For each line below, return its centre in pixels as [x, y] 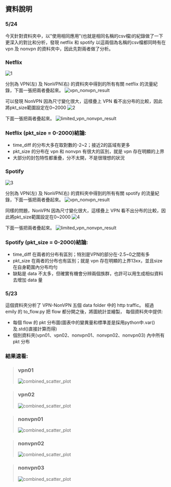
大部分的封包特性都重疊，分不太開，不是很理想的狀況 [69, 158]
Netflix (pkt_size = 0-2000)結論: [46, 133]
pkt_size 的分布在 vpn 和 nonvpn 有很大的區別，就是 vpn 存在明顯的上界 [88, 151]
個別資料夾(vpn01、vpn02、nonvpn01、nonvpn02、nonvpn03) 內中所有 [89, 335]
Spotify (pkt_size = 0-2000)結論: [47, 242]
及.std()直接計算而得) [35, 329]
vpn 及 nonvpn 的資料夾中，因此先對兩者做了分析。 [59, 49]
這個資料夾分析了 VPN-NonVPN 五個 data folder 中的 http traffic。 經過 [80, 305]
